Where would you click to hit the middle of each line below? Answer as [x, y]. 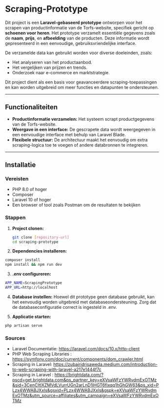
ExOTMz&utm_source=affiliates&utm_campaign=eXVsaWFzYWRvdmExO [85, 396]
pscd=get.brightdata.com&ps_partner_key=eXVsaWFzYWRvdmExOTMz [84, 380]
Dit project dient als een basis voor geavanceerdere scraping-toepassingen [81, 82]
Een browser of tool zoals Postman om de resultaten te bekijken [76, 205]
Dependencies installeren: [40, 251]
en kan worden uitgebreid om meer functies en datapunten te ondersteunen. [82, 87]
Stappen [15, 217]
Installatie [20, 165]
